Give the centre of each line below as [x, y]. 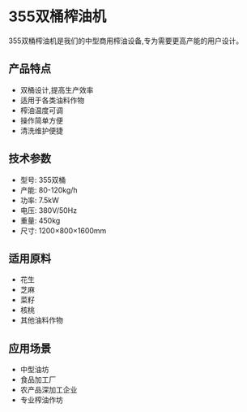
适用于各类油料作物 [52, 100]
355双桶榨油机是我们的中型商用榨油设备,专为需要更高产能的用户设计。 [126, 41]
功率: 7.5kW [39, 200]
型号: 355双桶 [43, 180]
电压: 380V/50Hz [49, 210]
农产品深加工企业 [49, 390]
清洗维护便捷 [41, 130]
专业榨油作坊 [41, 400]
